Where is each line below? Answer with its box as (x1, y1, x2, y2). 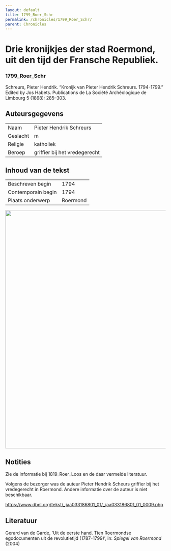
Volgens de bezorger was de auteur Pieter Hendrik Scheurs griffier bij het (5, 481, 159, 487)
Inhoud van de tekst (5, 166, 70, 174)
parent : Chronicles (5, 21, 47, 27)
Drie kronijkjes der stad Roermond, (5, 44, 155, 55)
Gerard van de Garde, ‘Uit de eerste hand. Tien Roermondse (5, 530, 131, 536)
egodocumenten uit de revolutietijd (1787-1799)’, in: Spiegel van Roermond (5, 535, 162, 541)
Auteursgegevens (5, 110, 64, 118)
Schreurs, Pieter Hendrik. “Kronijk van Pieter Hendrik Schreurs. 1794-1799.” (5, 84, 164, 90)
